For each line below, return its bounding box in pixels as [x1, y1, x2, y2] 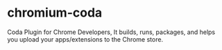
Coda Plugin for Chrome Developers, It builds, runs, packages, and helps [7, 28, 216, 36]
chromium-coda [7, 5, 103, 21]
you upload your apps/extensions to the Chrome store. [7, 35, 164, 43]
